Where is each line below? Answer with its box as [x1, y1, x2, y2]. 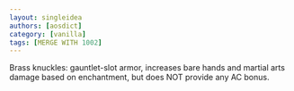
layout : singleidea [9, 12, 83, 22]
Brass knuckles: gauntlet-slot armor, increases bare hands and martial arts [9, 62, 286, 73]
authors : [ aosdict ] [9, 21, 83, 30]
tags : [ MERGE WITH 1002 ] [9, 37, 102, 47]
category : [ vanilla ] [9, 29, 87, 38]
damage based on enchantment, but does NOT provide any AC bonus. [9, 72, 270, 83]
